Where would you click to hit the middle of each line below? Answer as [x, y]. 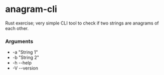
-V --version [25, 68]
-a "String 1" [25, 52]
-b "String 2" [26, 57]
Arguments [19, 41]
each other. [17, 28]
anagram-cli [31, 9]
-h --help [22, 63]
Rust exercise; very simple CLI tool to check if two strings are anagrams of [82, 23]
